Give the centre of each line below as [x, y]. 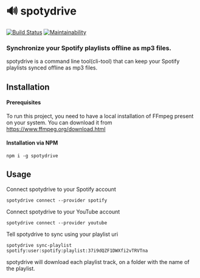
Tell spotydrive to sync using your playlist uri [62, 234]
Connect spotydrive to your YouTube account [63, 212]
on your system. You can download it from [59, 123]
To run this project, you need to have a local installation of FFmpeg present [100, 116]
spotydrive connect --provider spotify [57, 200]
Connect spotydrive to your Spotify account [61, 189]
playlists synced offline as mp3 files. [52, 68]
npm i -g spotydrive [33, 156]
